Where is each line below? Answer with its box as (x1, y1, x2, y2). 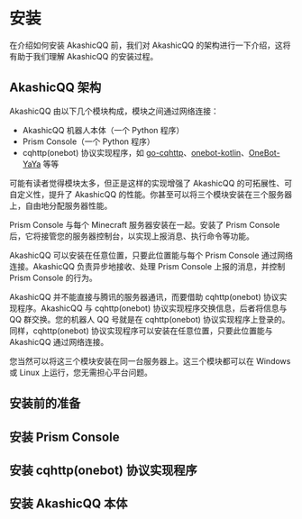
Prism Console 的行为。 (9, 272, 97, 283)
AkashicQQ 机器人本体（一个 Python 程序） (22, 124, 185, 135)
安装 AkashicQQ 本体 (9, 496, 128, 512)
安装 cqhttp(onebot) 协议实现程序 (9, 462, 197, 478)
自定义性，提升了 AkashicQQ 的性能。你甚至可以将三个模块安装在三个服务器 (9, 188, 293, 199)
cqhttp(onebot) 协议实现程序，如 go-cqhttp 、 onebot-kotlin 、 (22, 147, 250, 158)
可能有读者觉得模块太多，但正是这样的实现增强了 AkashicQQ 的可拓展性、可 (9, 178, 293, 188)
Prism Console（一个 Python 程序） (22, 136, 155, 147)
